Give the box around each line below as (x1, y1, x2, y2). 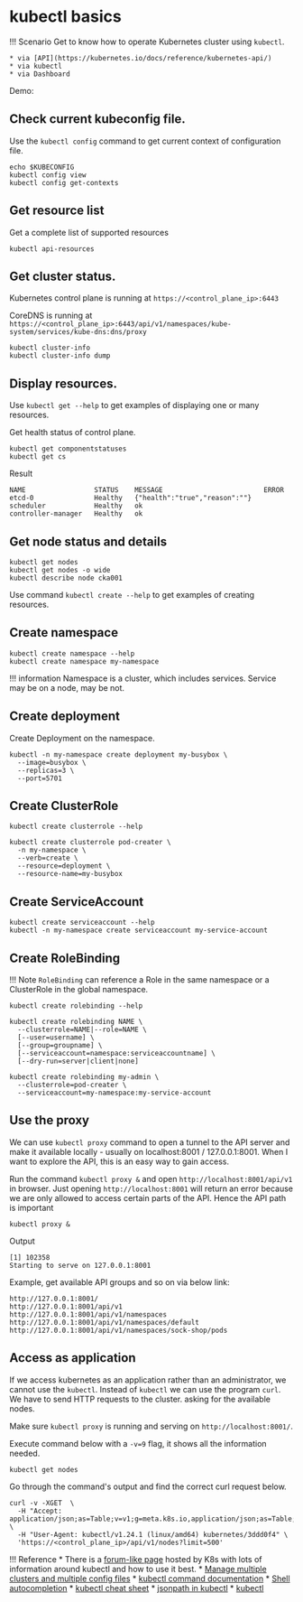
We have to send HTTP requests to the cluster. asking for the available (9, 1393, 271, 1404)
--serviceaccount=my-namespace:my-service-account (17, 1088, 212, 1098)
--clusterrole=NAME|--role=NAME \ (17, 1025, 147, 1035)
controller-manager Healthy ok (9, 509, 143, 518)
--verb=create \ (17, 853, 78, 863)
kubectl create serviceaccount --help (9, 918, 155, 927)
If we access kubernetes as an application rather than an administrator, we (9, 1374, 287, 1385)
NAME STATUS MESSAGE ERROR (9, 486, 284, 495)
